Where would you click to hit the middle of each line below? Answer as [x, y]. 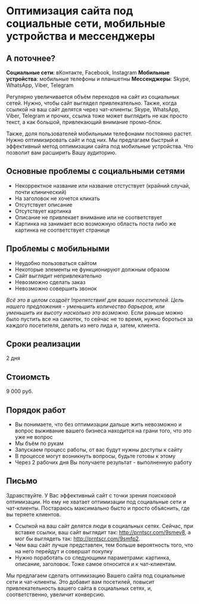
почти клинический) [41, 192]
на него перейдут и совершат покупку [64, 551]
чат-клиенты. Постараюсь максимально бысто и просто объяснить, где [98, 508]
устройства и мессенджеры [81, 36]
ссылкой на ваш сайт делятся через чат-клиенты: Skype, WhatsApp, [93, 109]
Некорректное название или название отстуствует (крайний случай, [102, 185]
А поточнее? [31, 58]
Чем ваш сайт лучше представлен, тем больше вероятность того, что [104, 545]
